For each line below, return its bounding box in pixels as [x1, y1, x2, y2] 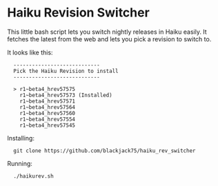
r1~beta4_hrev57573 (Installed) [19, 92, 112, 99]
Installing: [7, 134, 34, 142]
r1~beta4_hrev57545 [19, 122, 76, 129]
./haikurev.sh [13, 172, 54, 180]
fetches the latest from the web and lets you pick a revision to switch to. [7, 34, 212, 43]
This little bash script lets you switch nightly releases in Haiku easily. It [7, 28, 207, 36]
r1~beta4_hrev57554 [19, 116, 76, 123]
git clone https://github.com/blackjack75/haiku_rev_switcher [13, 147, 196, 154]
